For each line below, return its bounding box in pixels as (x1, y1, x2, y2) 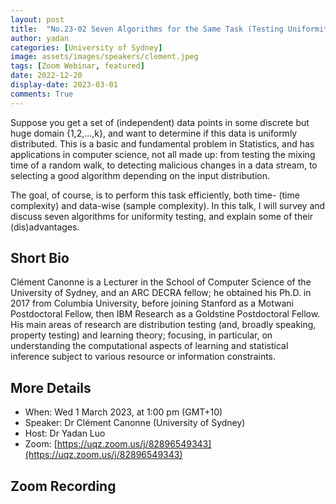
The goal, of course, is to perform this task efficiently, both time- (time (10, 189, 300, 201)
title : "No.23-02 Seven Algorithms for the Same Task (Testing (10, 24, 284, 34)
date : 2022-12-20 (10, 71, 83, 81)
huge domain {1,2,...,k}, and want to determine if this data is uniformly (10, 127, 298, 139)
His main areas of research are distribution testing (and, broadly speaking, (10, 319, 317, 331)
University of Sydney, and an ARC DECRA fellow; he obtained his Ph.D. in (10, 287, 312, 299)
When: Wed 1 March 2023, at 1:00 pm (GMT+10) (24, 406, 223, 418)
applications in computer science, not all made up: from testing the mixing (10, 148, 316, 160)
